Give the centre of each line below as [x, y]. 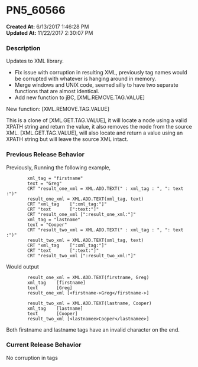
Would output [23, 267]
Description [23, 48]
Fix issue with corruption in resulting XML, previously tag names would [101, 73]
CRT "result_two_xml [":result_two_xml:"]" [82, 255]
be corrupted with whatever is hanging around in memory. [85, 79]
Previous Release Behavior [45, 155]
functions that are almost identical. [57, 91]
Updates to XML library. [35, 61]
